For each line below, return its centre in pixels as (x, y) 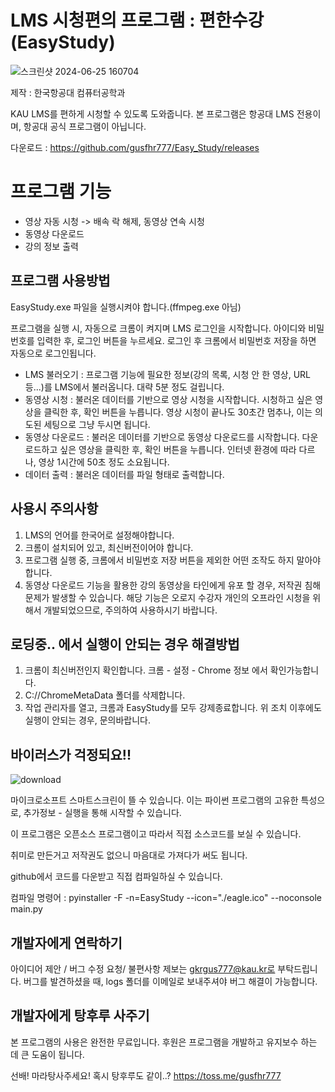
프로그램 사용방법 (60, 281)
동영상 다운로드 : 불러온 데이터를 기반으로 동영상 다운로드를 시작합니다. (162, 437)
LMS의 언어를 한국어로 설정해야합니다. (99, 535)
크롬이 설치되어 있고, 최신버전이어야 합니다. (109, 547)
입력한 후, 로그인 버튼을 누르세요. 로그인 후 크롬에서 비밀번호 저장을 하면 (176, 340)
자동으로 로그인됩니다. (53, 353)
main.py (26, 909)
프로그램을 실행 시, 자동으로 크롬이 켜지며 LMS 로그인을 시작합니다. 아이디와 (158, 328)
